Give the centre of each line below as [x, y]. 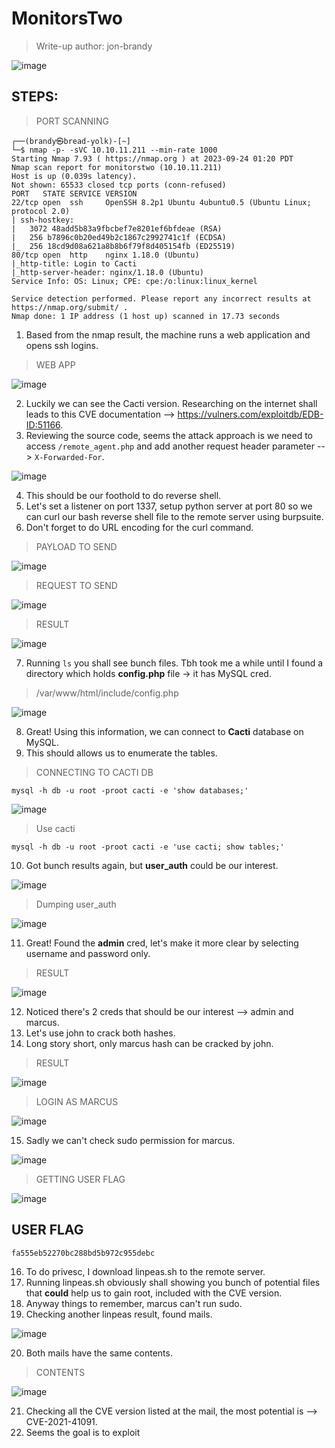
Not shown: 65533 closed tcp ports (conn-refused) [119, 185]
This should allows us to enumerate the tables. [121, 753]
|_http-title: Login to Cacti [74, 263]
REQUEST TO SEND [76, 585]
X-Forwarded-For [68, 457]
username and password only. [88, 953]
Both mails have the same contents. [99, 1353]
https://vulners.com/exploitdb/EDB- [250, 414]
